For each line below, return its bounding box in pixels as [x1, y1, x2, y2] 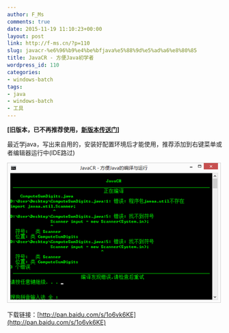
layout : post [7, 33, 44, 40]
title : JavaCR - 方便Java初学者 [7, 55, 94, 62]
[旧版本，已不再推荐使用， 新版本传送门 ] [7, 125, 120, 134]
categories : [7, 69, 41, 75]
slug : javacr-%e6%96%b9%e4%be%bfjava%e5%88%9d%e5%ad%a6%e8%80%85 [7, 47, 197, 54]
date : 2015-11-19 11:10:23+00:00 [7, 25, 103, 32]
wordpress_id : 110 [7, 62, 59, 69]
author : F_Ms [7, 11, 44, 18]
